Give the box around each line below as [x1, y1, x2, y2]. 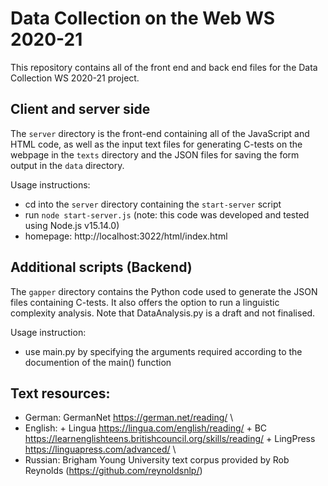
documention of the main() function [24, 356, 172, 368]
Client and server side [10, 101, 151, 118]
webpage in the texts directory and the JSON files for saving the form [10, 148, 300, 161]
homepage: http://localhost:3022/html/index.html [24, 230, 228, 242]
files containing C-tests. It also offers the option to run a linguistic [10, 296, 280, 308]
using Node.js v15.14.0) [24, 219, 120, 231]
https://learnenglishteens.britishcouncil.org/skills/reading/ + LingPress [24, 433, 316, 445]
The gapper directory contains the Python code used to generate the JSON [10, 285, 318, 297]
